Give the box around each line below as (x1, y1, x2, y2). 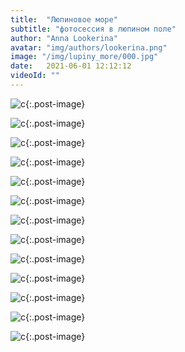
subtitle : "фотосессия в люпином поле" (10, 24, 177, 34)
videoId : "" (10, 71, 60, 81)
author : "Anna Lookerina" (10, 33, 118, 43)
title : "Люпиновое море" (10, 14, 118, 25)
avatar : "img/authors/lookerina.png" (10, 42, 168, 53)
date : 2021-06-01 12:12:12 (10, 61, 132, 71)
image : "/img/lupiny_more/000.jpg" (10, 52, 159, 62)
